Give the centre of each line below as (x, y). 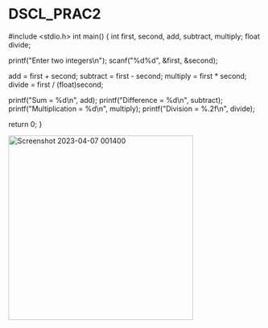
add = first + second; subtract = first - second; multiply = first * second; (128, 76)
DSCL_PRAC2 (55, 14)
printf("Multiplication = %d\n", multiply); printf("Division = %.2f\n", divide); (132, 109)
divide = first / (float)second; (56, 84)
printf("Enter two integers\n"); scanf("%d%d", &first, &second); (113, 60)
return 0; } (25, 124)
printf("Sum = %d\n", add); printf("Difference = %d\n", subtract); (115, 100)
